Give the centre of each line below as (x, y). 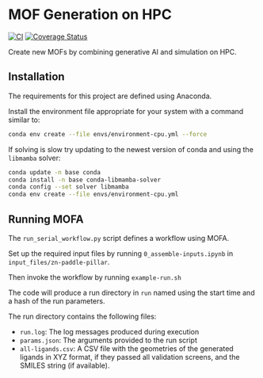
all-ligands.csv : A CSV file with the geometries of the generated (126, 348)
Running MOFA (46, 219)
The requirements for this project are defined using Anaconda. (110, 96)
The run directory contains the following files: (82, 316)
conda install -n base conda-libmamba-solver (84, 180)
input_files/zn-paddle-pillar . (59, 262)
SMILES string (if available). (65, 365)
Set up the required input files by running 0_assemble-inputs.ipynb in (121, 253)
